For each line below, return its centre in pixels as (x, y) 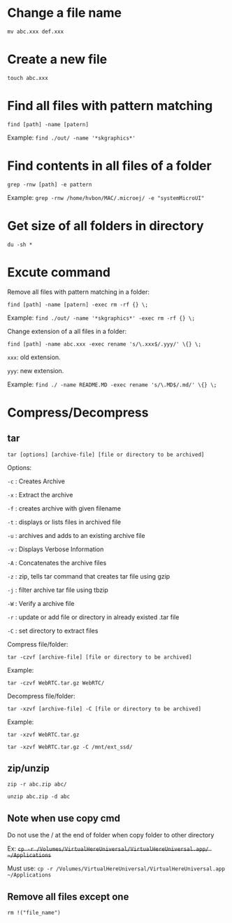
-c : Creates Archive (36, 481)
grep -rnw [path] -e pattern (50, 184)
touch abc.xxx (28, 78)
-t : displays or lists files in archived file (64, 522)
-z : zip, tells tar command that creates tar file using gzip (89, 576)
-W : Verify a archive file (41, 603)
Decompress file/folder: (41, 696)
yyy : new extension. (36, 370)
